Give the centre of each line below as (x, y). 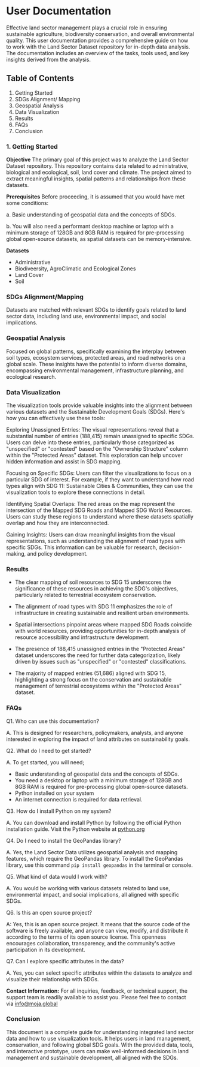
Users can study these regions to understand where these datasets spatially (100, 516)
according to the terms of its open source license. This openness (86, 937)
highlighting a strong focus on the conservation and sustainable (93, 680)
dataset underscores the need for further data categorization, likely (98, 655)
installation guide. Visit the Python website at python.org (76, 829)
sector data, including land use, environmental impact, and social (86, 317)
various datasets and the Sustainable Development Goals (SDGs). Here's (96, 411)
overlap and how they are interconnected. (58, 523)
